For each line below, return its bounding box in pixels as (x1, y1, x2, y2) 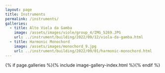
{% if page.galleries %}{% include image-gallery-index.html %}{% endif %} (5, 62, 161, 68)
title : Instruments (5, 12, 46, 17)
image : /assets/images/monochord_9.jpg (14, 44, 97, 49)
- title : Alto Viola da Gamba (9, 26, 72, 31)
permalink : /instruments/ (5, 16, 59, 21)
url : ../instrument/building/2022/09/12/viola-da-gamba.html (14, 35, 143, 40)
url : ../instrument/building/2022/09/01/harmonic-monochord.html (14, 48, 153, 53)
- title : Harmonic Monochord (9, 39, 70, 44)
